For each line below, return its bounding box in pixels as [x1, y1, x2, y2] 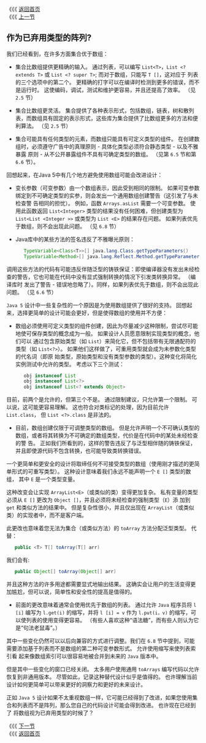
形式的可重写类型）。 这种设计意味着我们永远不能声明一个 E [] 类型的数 [11, 468, 191, 475]
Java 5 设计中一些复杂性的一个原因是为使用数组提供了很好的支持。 [6, 301, 175, 308]
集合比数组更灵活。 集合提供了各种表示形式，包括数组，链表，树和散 [15, 107, 189, 114]
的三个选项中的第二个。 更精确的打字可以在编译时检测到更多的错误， [15, 78, 189, 86]
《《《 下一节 [6, 722, 35, 730]
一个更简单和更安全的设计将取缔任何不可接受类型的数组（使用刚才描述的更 [6, 460, 194, 468]
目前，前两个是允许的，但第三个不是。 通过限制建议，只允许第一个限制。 [6, 396, 191, 403]
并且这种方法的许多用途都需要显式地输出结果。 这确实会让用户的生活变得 [6, 580, 191, 587]
